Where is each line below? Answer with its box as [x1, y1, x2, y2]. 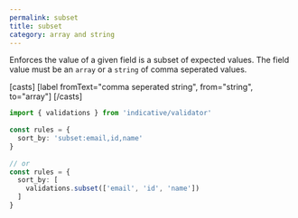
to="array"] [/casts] [9, 91, 83, 102]
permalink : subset [9, 13, 79, 23]
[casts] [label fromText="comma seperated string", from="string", [9, 82, 254, 93]
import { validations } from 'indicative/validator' [9, 109, 212, 118]
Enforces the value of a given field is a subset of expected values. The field [9, 55, 290, 66]
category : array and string [9, 30, 116, 39]
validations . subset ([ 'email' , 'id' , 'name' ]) [25, 184, 200, 194]
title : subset [9, 22, 63, 31]
